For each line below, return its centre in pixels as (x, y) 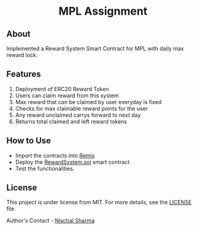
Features (24, 74)
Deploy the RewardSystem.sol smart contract (72, 162)
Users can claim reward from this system (67, 95)
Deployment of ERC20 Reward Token (62, 89)
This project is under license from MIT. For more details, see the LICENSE (99, 202)
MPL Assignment (103, 11)
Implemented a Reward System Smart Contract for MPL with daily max (95, 48)
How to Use (29, 141)
